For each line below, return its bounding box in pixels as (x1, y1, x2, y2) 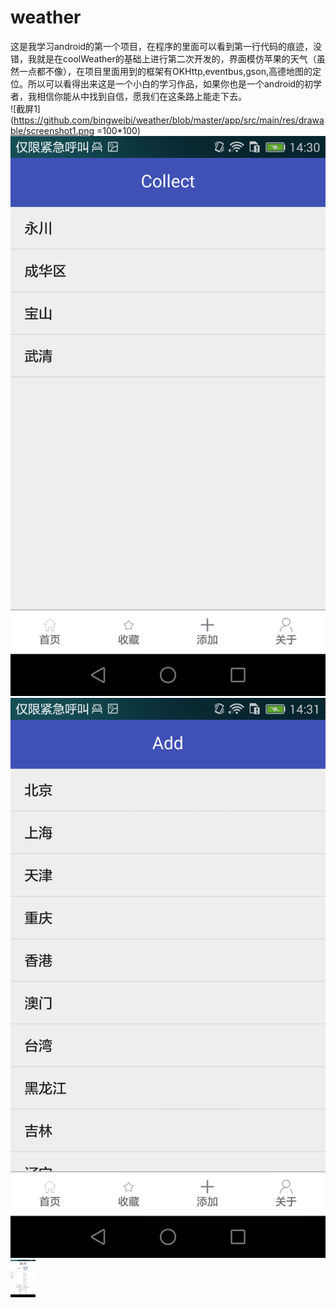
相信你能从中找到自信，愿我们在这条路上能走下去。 (36, 90, 247, 102)
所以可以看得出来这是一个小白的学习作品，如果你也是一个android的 (27, 77, 305, 90)
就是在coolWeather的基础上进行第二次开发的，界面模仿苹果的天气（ (36, 52, 317, 65)
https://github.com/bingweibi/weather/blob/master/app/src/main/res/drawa (13, 114, 325, 126)
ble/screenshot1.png (10, 124, 95, 136)
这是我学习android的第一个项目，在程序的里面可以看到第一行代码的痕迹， (10, 40, 314, 52)
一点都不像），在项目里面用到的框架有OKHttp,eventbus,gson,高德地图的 (18, 65, 313, 77)
